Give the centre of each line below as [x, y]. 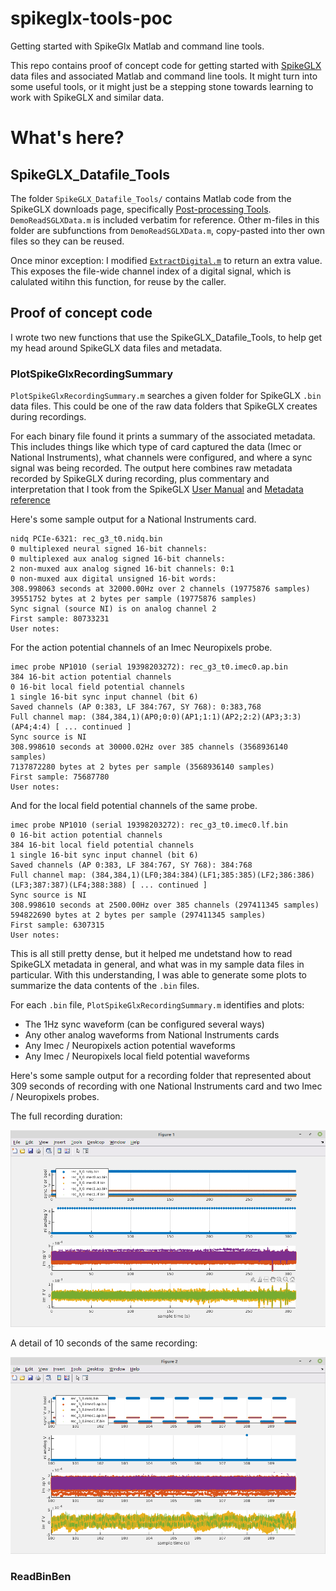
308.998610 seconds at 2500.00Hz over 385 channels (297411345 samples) [165, 905]
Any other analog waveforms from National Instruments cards [152, 1035]
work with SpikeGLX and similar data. [87, 97]
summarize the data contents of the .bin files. [105, 986]
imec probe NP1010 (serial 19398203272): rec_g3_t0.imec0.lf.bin [149, 825]
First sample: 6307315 [57, 925]
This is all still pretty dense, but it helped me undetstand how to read [151, 954]
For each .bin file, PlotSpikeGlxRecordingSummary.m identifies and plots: [157, 1005]
